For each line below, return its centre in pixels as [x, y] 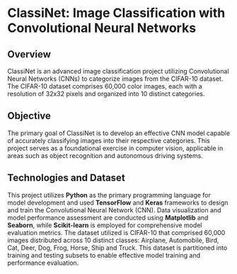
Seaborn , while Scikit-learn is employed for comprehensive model [105, 225]
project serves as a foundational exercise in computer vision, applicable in [115, 148]
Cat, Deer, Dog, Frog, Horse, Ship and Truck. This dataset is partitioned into [117, 247]
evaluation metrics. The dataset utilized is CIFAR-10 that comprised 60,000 [116, 232]
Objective [29, 116]
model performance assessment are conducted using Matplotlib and [108, 217]
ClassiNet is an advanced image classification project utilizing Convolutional [118, 71]
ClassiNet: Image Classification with [116, 13]
